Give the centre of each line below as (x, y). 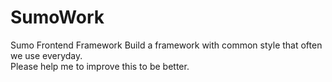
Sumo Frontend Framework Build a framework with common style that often (166, 45)
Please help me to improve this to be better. (100, 66)
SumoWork (57, 17)
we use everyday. (46, 55)
